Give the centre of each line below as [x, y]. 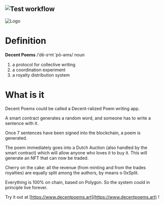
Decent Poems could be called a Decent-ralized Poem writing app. [72, 108]
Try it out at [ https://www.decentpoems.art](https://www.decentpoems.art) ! [82, 197]
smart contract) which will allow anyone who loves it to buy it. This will [76, 152]
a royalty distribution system [41, 75]
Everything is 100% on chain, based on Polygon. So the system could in [78, 182]
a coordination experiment [39, 70]
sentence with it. [22, 123]
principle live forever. [26, 187]
